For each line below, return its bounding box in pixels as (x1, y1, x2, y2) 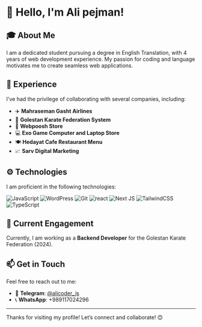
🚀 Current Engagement (6, 219, 94, 229)
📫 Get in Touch (6, 259, 66, 269)
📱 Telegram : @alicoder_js (14, 290, 79, 297)
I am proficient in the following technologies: (6, 183, 116, 190)
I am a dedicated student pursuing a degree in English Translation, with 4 (6, 49, 188, 56)
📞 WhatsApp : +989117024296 (14, 296, 89, 304)
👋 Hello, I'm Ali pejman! (6, 5, 124, 19)
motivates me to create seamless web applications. (6, 62, 133, 69)
